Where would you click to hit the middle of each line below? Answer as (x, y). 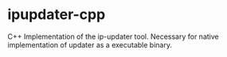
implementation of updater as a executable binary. (90, 44)
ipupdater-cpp (57, 15)
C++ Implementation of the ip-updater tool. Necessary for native (113, 36)
